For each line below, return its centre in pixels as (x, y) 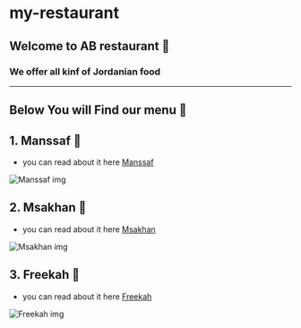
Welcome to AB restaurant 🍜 (90, 46)
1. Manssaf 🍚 (46, 140)
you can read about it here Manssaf (88, 162)
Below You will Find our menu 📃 (98, 110)
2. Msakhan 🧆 (48, 207)
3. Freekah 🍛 (45, 275)
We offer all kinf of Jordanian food (85, 72)
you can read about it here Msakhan (89, 229)
